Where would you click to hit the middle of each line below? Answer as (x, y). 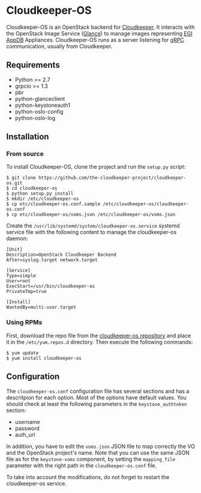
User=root (19, 281)
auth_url (25, 434)
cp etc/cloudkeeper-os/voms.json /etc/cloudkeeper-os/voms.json (94, 215)
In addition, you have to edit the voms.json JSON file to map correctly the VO (100, 446)
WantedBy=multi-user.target (41, 307)
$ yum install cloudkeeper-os (44, 358)
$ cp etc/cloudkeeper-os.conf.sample (53, 204)
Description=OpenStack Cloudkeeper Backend (61, 255)
